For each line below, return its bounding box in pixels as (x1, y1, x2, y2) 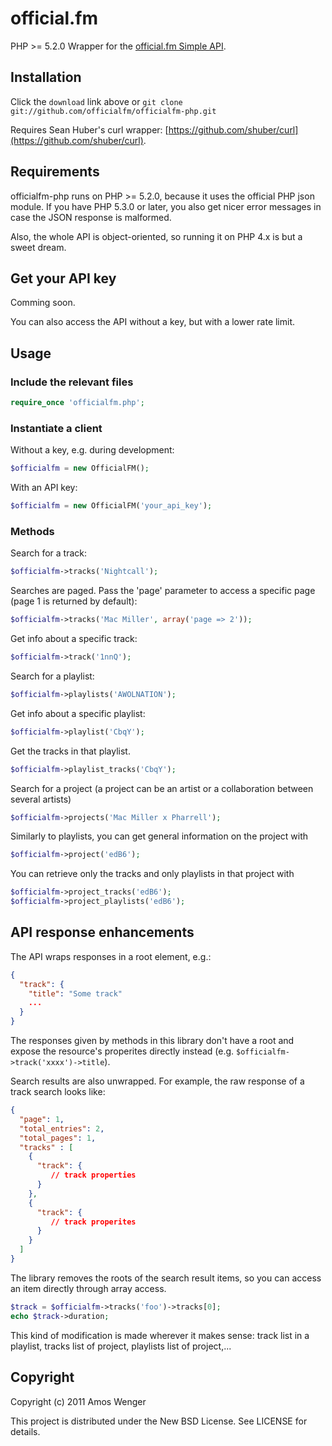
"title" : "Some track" (28, 988, 123, 999)
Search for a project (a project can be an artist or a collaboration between (10, 782, 314, 794)
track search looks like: (10, 1086, 106, 1098)
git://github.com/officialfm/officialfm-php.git (10, 106, 217, 116)
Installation (10, 69, 82, 86)
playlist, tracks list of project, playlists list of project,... (10, 1340, 232, 1352)
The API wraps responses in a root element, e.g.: (10, 950, 212, 962)
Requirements (10, 163, 100, 181)
